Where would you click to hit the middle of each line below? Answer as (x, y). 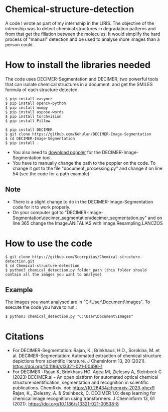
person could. (20, 44)
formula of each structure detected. (42, 90)
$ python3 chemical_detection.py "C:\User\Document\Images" (69, 317)
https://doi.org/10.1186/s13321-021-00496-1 (57, 367)
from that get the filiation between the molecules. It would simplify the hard (83, 34)
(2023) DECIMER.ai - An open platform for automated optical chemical (85, 377)
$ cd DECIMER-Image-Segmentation (40, 139)
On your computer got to (38, 212)
